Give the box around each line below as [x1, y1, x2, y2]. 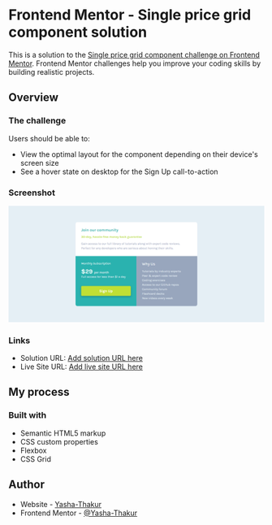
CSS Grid [19, 453, 51, 464]
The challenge [8, 115, 67, 127]
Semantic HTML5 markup [19, 428, 106, 438]
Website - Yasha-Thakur [19, 499, 102, 509]
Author [8, 478, 45, 492]
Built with [8, 410, 47, 421]
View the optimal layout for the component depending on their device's [19, 149, 258, 159]
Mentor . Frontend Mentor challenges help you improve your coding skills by [8, 59, 261, 68]
